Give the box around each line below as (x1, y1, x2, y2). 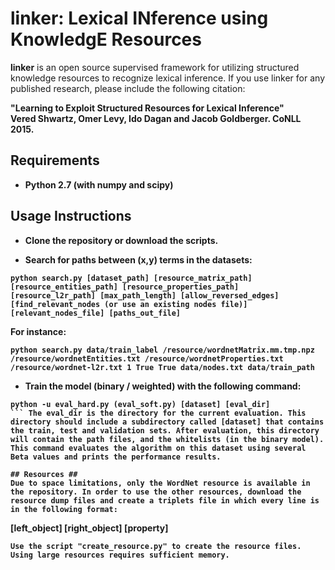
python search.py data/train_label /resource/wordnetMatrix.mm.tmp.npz (10, 345, 315, 355)
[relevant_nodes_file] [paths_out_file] (10, 308, 182, 318)
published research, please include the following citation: (10, 82, 246, 94)
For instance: (10, 325, 67, 337)
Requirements (10, 152, 100, 169)
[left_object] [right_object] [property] (10, 522, 169, 534)
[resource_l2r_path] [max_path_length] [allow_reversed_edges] (10, 290, 280, 301)
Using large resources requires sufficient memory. (10, 550, 230, 560)
